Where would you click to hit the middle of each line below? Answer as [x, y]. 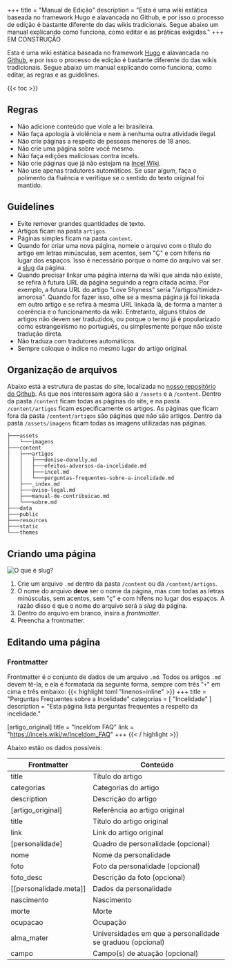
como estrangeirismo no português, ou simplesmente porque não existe [120, 326]
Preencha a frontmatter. [51, 620]
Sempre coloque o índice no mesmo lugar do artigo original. [103, 348]
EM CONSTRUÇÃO [34, 39]
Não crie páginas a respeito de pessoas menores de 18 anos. [104, 141]
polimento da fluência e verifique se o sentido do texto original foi [110, 178]
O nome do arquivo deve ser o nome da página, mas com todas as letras [120, 591]
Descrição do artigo [125, 798]
